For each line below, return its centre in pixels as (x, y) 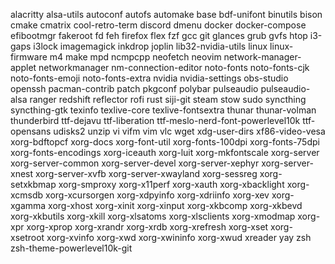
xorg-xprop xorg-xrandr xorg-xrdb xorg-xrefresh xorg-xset (147, 227)
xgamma (28, 205)
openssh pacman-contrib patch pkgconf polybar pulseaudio (134, 88)
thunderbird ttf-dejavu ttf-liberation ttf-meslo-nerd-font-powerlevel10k (155, 120)
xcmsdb (27, 195)
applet (23, 67)
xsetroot (27, 237)
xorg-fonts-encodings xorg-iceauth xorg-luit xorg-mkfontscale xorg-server (165, 152)
